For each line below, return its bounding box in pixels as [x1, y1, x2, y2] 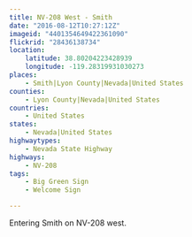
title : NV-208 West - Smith [9, 12, 113, 22]
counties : [9, 87, 46, 96]
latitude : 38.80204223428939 [25, 54, 133, 63]
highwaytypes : [9, 136, 62, 145]
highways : [9, 152, 46, 162]
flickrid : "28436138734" [9, 37, 101, 47]
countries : [9, 103, 50, 112]
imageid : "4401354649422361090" [9, 29, 128, 38]
